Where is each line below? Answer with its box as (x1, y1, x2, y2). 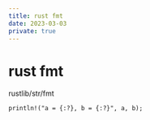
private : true (8, 27, 57, 35)
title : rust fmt (8, 11, 63, 20)
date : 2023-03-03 (8, 19, 67, 28)
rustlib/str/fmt (8, 88, 54, 98)
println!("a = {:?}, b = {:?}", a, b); (8, 105, 144, 113)
